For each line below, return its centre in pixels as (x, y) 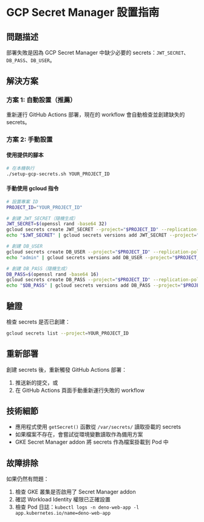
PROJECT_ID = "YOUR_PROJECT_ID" (45, 207)
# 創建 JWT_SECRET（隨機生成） (42, 218)
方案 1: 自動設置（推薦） (41, 100)
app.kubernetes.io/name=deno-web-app (63, 513)
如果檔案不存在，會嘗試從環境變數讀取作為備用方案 (79, 434)
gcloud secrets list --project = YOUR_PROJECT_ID (68, 333)
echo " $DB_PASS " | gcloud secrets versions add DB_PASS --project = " (95, 286)
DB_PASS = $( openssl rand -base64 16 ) (53, 274)
